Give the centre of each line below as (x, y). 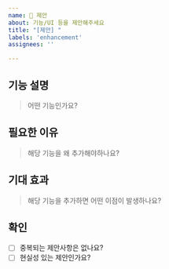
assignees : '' (31, 45)
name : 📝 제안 (28, 15)
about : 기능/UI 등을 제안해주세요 (56, 23)
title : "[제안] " (35, 30)
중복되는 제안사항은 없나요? (61, 248)
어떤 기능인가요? (53, 105)
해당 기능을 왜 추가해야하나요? (73, 153)
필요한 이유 (33, 133)
